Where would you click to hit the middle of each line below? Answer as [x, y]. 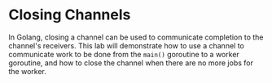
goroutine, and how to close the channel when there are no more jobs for [131, 63]
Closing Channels [70, 15]
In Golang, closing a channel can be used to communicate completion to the [136, 37]
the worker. [28, 71]
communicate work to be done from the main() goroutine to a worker [124, 54]
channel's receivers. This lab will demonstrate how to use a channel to [126, 45]
